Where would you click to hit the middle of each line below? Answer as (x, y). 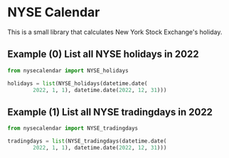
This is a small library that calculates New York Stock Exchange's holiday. (115, 32)
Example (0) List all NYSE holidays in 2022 (103, 54)
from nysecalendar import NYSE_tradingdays (73, 128)
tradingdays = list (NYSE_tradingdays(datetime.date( (87, 141)
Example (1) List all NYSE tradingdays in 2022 (110, 112)
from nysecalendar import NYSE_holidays (68, 70)
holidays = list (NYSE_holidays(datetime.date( (78, 83)
